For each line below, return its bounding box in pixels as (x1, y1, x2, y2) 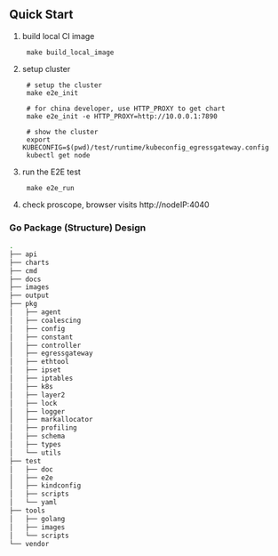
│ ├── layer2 (9, 391, 66, 399)
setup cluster (21, 63, 71, 74)
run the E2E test (21, 166, 82, 177)
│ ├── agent (9, 308, 62, 317)
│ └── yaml (9, 498, 58, 507)
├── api (9, 249, 38, 259)
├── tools (9, 506, 46, 515)
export (26, 135, 51, 144)
